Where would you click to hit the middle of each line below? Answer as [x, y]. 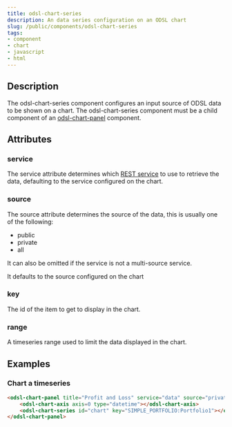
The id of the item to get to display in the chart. [74, 309]
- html [17, 59]
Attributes [29, 139]
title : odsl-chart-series [44, 13]
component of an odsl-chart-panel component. [74, 117]
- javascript [26, 52]
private [27, 242]
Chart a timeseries [39, 384]
